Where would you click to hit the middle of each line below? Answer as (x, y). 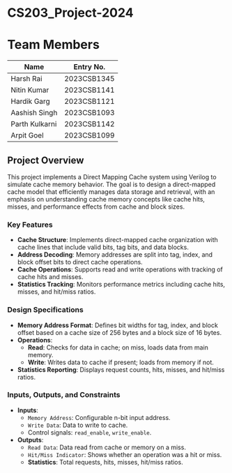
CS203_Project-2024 (70, 13)
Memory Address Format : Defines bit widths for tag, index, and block (117, 325)
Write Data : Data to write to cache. (78, 425)
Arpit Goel (27, 135)
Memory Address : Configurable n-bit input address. (99, 417)
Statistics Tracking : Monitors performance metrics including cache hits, (121, 285)
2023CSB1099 (89, 135)
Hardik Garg (30, 101)
